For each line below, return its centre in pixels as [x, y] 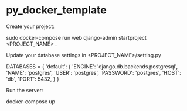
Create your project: [30, 26]
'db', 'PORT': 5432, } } [33, 79]
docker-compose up [31, 101]
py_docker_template [56, 10]
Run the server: [25, 90]
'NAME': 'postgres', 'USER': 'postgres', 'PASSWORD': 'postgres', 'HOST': [94, 72]
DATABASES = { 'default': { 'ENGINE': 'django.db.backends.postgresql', [92, 66]
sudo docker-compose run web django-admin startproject [76, 37]
